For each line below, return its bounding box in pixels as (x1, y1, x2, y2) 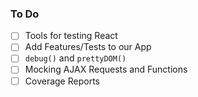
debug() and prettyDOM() (24, 52, 127, 64)
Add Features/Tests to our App (24, 41, 152, 53)
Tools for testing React (24, 30, 118, 42)
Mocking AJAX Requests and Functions (24, 63, 188, 76)
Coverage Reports (24, 75, 100, 87)
